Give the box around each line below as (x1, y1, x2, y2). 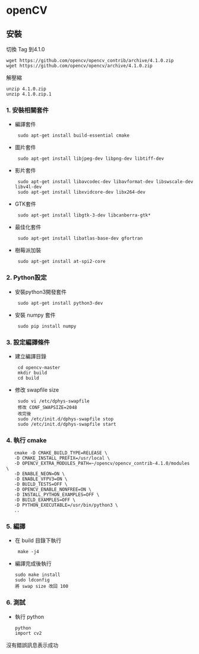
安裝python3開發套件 (14, 288, 67, 295)
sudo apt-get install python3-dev (17, 300, 103, 306)
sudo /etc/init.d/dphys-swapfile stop (17, 416, 114, 422)
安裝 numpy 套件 (14, 311, 56, 318)
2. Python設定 (6, 274, 48, 282)
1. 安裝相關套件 (6, 106, 49, 114)
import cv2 (14, 630, 42, 636)
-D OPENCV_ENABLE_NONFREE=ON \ (14, 486, 92, 492)
